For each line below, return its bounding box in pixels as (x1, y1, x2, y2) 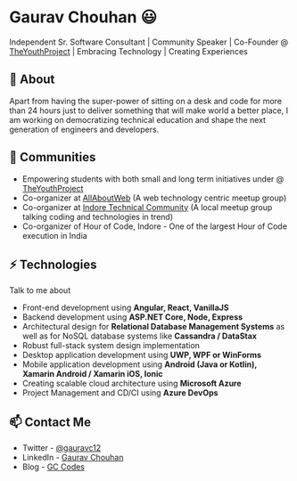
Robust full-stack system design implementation (21, 340, 201, 351)
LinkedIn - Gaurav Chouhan (21, 452, 124, 463)
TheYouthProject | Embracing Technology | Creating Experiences (9, 45, 248, 56)
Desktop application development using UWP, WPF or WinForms (21, 350, 261, 361)
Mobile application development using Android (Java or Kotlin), (21, 359, 257, 370)
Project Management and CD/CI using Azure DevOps (21, 387, 219, 398)
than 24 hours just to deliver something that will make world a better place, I (9, 105, 288, 116)
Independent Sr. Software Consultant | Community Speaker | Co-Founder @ (9, 37, 288, 47)
